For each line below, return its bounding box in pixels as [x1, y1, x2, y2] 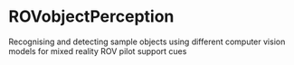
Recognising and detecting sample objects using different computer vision [8, 36, 286, 47]
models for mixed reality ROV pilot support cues [8, 45, 187, 56]
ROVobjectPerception [8, 6, 175, 27]
